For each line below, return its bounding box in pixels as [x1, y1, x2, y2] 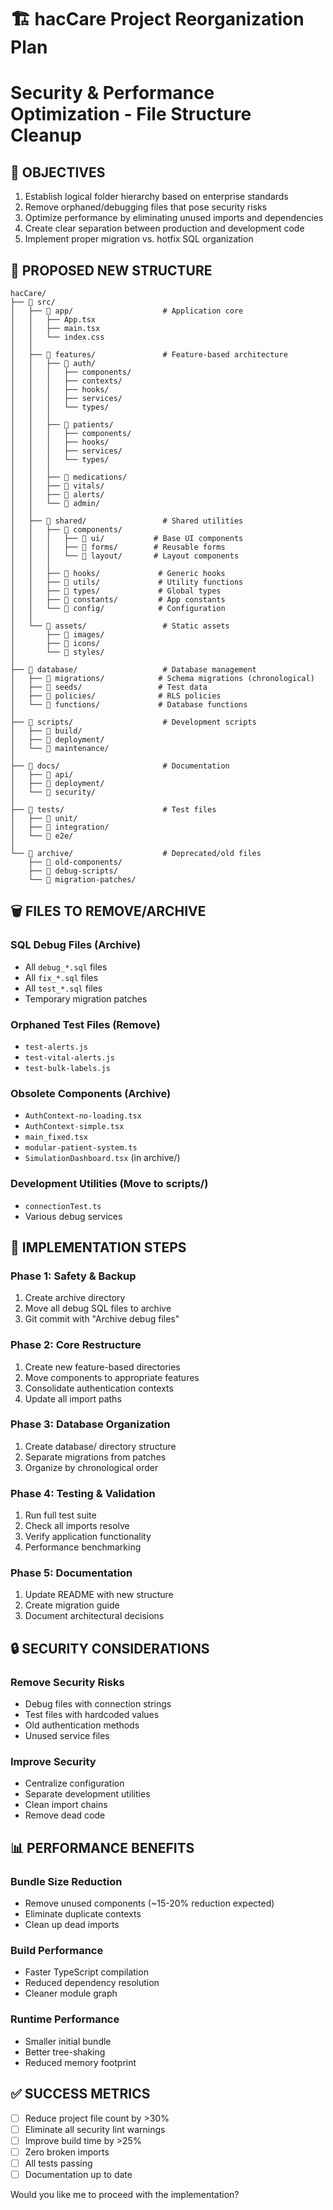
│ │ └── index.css [10, 332, 105, 342]
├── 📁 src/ [10, 297, 56, 307]
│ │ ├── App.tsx [10, 315, 97, 325]
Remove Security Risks [10, 1675, 125, 1689]
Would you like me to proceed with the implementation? [10, 2188, 240, 2200]
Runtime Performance [10, 2012, 120, 2026]
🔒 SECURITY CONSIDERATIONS [10, 1640, 210, 1657]
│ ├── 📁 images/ [10, 630, 105, 640]
